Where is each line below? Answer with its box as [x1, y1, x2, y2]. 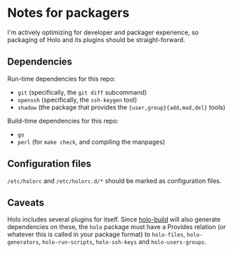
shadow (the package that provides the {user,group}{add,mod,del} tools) [17, 103, 226, 111]
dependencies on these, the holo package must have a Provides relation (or [7, 223, 227, 231]
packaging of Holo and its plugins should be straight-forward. [7, 35, 186, 43]
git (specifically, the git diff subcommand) [17, 88, 147, 96]
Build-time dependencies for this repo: [7, 116, 119, 125]
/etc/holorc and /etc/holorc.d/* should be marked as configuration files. [7, 177, 222, 185]
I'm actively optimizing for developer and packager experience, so [7, 28, 199, 36]
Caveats [7, 196, 44, 208]
